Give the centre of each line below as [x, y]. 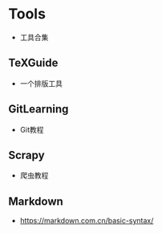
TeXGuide [33, 63]
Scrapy [27, 155]
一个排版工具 [41, 83]
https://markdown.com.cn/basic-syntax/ [87, 221]
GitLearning [38, 109]
